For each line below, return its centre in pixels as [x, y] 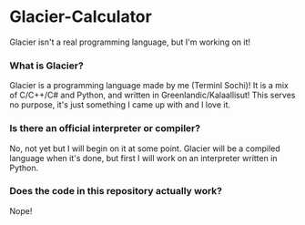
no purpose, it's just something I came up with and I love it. [120, 105]
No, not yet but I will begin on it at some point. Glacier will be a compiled [145, 148]
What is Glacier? [46, 66]
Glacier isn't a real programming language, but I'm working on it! [130, 42]
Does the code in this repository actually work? [116, 191]
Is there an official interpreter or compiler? [105, 128]
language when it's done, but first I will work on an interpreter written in [143, 158]
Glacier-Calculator [81, 17]
